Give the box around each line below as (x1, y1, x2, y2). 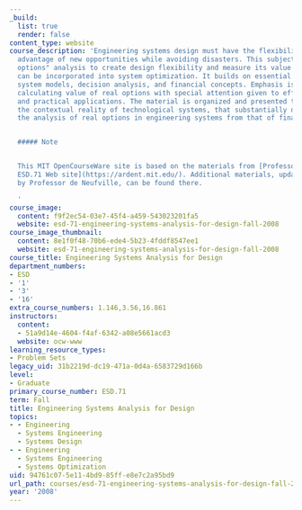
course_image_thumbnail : (9, 228, 102, 237)
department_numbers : (9, 262, 87, 271)
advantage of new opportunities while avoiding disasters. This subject (17, 55, 296, 64)
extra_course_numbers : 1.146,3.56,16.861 (9, 303, 167, 313)
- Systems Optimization (17, 462, 106, 471)
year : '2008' (9, 488, 58, 497)
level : (9, 371, 34, 380)
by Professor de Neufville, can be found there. (17, 178, 203, 187)
